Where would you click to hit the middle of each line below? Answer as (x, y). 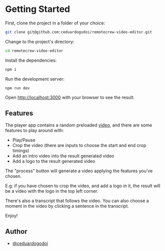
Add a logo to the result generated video (54, 161)
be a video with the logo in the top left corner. (52, 191)
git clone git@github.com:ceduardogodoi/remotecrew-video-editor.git (79, 32)
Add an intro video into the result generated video (63, 156)
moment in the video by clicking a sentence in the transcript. (67, 206)
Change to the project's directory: (40, 41)
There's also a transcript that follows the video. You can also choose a (77, 201)
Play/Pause (24, 140)
